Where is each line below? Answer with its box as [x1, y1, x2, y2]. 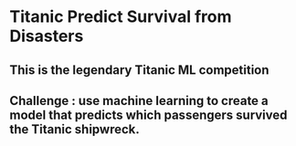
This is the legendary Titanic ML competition [9, 62, 270, 78]
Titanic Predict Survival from [9, 6, 232, 27]
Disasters [9, 26, 84, 47]
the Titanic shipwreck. [9, 121, 140, 137]
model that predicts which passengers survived [9, 107, 288, 122]
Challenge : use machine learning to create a [9, 93, 270, 109]
